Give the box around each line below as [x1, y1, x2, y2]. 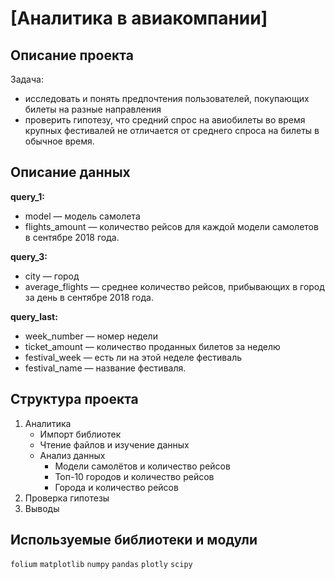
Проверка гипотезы [24, 492, 110, 504]
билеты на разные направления [24, 103, 162, 115]
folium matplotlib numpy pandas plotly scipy [10, 560, 193, 570]
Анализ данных [39, 449, 106, 461]
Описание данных [10, 164, 131, 181]
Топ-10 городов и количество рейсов [54, 470, 215, 482]
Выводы [24, 502, 60, 514]
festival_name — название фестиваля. [24, 362, 187, 374]
